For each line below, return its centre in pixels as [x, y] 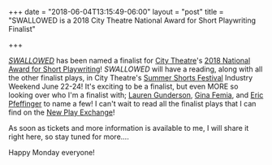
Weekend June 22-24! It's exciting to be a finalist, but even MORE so [123, 86]
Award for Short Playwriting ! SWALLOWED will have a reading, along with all [136, 69]
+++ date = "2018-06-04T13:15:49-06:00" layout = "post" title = [116, 12]
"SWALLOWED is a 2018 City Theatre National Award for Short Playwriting [132, 20]
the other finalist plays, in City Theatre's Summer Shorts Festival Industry [131, 78]
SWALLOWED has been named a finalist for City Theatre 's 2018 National [130, 61]
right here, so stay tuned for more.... [69, 137]
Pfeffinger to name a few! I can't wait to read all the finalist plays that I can [132, 104]
